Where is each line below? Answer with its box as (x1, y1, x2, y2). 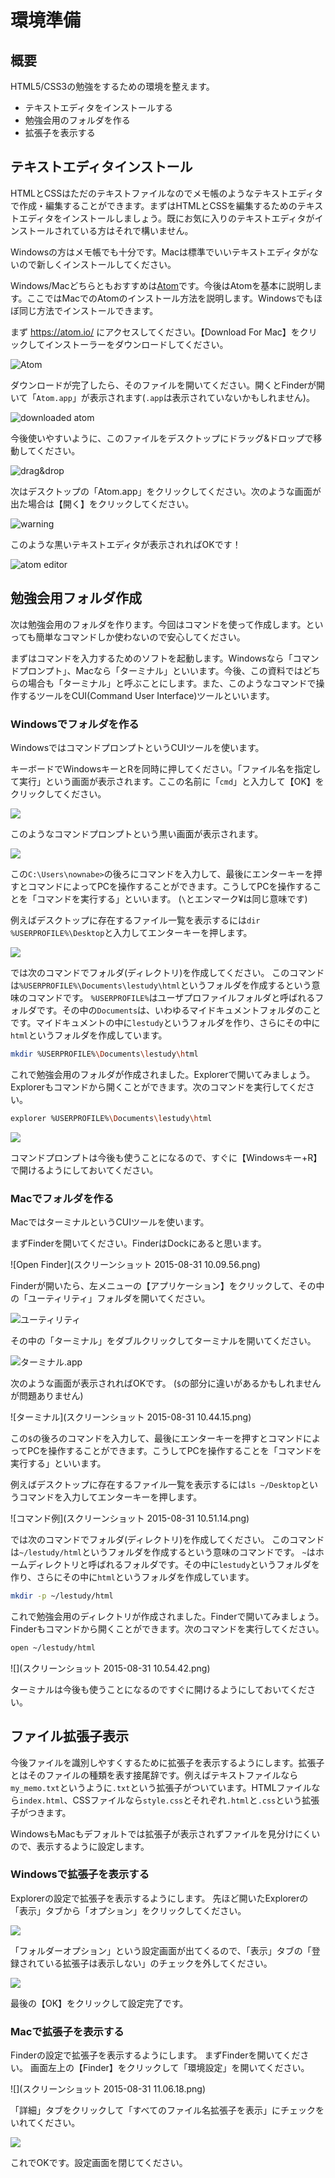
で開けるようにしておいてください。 (10, 1164, 159, 1176)
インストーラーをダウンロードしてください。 (44, 338, 229, 350)
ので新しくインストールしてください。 (18, 258, 177, 270)
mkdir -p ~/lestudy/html (10, 1591, 114, 1601)
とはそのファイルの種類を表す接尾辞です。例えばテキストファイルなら (10, 1769, 299, 1781)
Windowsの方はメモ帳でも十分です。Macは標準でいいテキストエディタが (10, 246, 310, 258)
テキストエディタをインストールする (24, 102, 174, 113)
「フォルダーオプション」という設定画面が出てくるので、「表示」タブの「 (10, 1944, 312, 1956)
